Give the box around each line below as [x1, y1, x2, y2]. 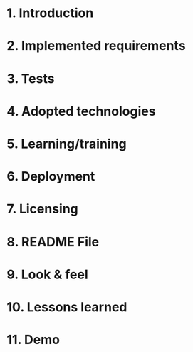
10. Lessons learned [6, 298, 127, 315]
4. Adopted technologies [6, 103, 156, 119]
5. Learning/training [6, 136, 127, 151]
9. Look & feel [6, 266, 88, 283]
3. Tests [6, 70, 55, 86]
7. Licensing [6, 201, 79, 217]
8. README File [6, 233, 100, 250]
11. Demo [6, 332, 60, 348]
